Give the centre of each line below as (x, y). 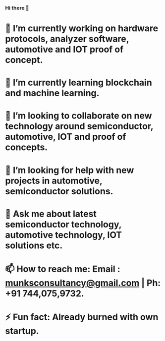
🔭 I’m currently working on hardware (82, 28)
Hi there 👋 (17, 8)
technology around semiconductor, (79, 126)
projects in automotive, (54, 181)
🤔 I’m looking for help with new (70, 170)
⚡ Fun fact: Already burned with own (82, 317)
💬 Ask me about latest (51, 214)
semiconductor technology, (63, 224)
